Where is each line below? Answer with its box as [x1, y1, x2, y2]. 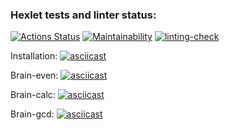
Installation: [10, 50, 58, 62]
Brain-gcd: [10, 108, 55, 120]
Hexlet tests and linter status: [10, 8, 157, 22]
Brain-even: [10, 69, 59, 82]
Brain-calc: [10, 89, 56, 101]
